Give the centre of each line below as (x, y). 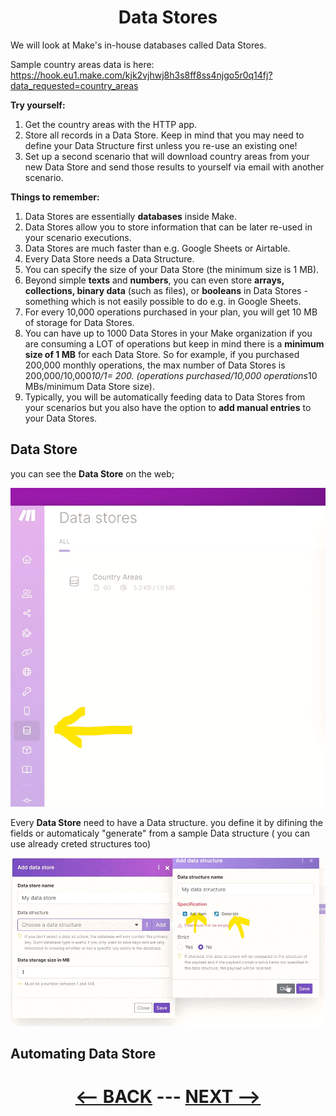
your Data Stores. (61, 418)
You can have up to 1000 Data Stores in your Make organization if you (168, 333)
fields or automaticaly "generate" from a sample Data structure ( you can (160, 833)
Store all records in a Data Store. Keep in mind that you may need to (164, 135)
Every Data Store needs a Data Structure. (109, 258)
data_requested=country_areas (74, 85)
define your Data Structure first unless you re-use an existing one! (161, 145)
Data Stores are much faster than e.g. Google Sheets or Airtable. (157, 248)
